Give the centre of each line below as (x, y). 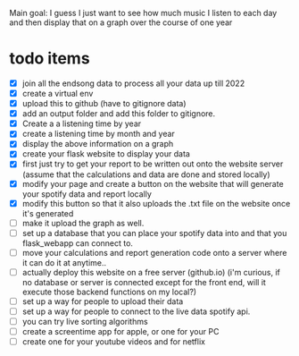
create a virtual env (58, 93)
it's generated (48, 213)
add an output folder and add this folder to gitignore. (119, 114)
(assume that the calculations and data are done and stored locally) (146, 174)
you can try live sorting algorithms (85, 322)
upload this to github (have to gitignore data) (104, 104)
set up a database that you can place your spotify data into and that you (154, 233)
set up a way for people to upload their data (103, 301)
